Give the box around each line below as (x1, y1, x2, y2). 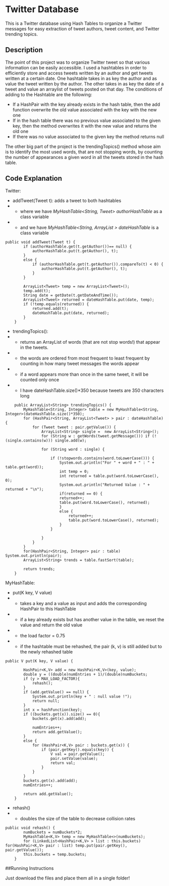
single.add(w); (54, 438, 87, 443)
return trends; (23, 566, 55, 572)
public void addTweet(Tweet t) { (5, 239, 76, 245)
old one (12, 128, 29, 134)
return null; (32, 698, 60, 703)
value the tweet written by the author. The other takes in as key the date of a (5, 80, 164, 87)
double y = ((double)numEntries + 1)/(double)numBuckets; (23, 672, 148, 677)
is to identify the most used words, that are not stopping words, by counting (5, 148, 163, 155)
